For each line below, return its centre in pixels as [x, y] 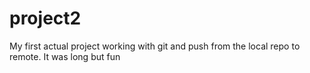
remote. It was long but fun [65, 56]
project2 [45, 18]
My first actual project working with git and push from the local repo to [155, 46]
